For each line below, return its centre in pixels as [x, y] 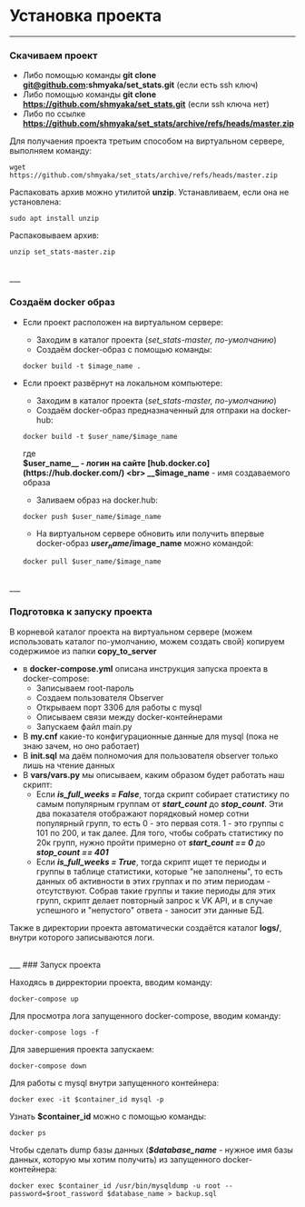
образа [36, 482]
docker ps [28, 1132]
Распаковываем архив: [54, 235]
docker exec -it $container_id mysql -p [87, 1099]
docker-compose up [44, 999]
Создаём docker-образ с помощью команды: [124, 349]
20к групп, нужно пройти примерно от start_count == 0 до [151, 843]
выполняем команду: [51, 151]
